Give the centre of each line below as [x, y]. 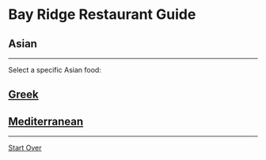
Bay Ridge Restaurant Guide [102, 15]
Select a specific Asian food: [55, 70]
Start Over [25, 148]
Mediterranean [46, 121]
